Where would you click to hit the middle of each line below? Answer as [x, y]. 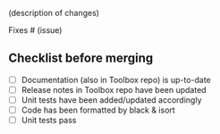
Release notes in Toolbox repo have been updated [114, 89]
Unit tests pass [49, 121]
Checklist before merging [81, 59]
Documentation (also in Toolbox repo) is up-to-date [116, 80]
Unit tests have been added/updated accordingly [111, 100]
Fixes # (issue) [35, 30]
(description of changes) [54, 13]
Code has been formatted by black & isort [98, 110]
